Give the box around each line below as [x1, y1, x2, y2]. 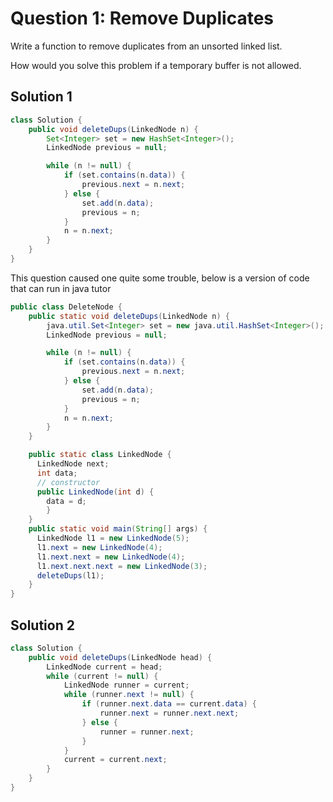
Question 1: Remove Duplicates [10, 7, 275, 30]
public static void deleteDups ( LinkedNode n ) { [28, 311, 230, 321]
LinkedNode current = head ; [46, 662, 163, 672]
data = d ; [46, 496, 87, 506]
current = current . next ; [63, 755, 168, 765]
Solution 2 [10, 617, 75, 634]
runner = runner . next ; [99, 727, 195, 737]
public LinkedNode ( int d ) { [36, 487, 155, 497]
